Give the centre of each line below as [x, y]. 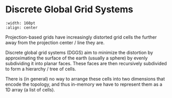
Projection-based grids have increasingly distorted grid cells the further [81, 37]
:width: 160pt [21, 23]
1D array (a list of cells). [30, 90]
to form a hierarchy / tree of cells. [41, 69]
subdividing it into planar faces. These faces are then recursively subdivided [86, 63]
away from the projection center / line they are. [55, 43]
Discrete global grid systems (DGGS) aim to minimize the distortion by [79, 52]
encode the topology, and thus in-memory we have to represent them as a [84, 84]
